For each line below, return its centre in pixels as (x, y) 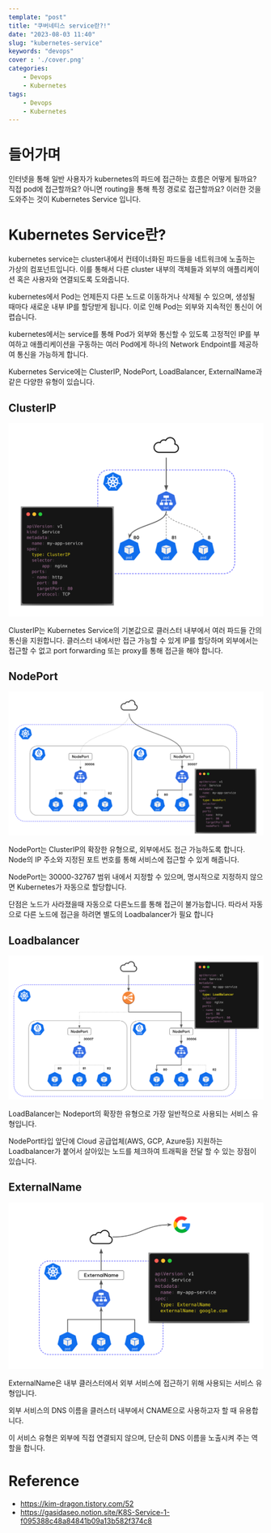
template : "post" (38, 17)
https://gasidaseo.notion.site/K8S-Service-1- (95, 1513)
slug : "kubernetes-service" (56, 43)
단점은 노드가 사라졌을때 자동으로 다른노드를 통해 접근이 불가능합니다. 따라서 (128, 904)
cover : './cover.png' (47, 60)
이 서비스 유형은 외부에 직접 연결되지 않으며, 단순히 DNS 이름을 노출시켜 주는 (129, 1438)
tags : (17, 94)
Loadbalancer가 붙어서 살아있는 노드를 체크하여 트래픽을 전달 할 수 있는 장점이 (133, 1151)
